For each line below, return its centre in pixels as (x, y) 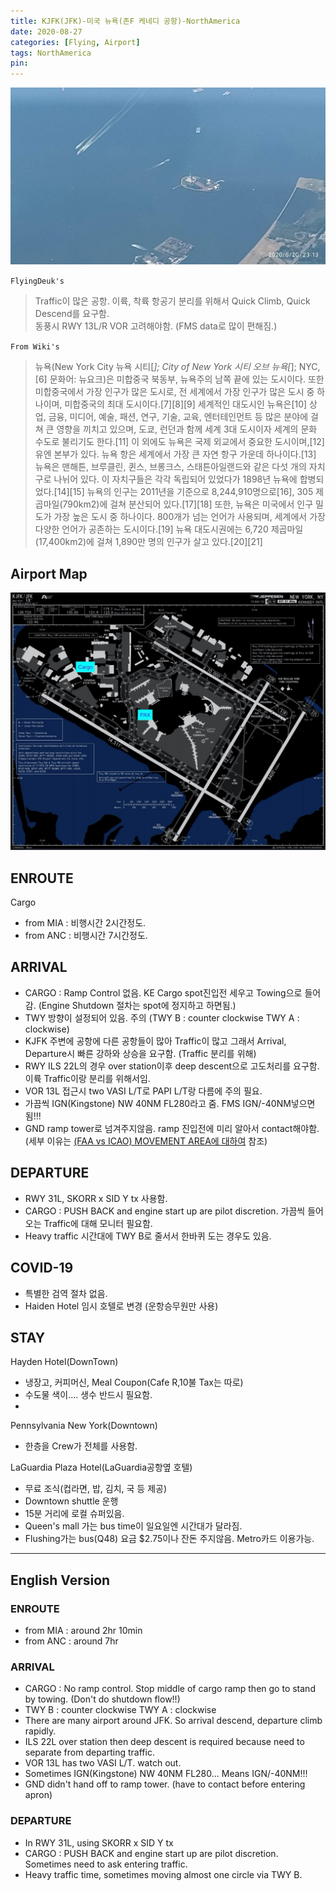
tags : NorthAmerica (51, 53)
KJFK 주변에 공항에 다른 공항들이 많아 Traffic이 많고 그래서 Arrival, (155, 1041)
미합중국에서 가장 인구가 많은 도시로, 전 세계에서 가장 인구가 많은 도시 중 (174, 392)
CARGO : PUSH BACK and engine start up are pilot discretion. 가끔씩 (165, 1211)
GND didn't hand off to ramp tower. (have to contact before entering (165, 1784)
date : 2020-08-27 (46, 31)
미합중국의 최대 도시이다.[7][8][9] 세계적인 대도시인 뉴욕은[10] (186, 404)
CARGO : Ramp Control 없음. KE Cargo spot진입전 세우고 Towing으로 (163, 992)
